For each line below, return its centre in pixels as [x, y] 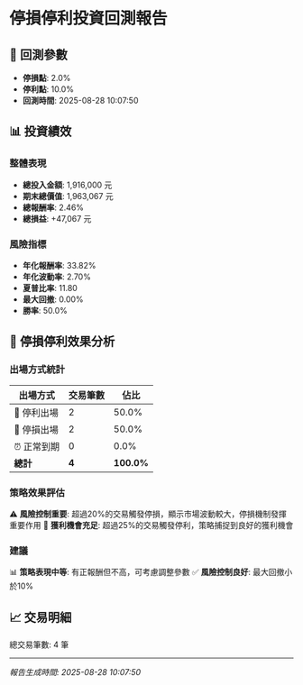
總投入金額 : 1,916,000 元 [67, 185]
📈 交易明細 [41, 617]
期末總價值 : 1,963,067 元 [68, 196]
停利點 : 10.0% [48, 89]
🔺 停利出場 [36, 413]
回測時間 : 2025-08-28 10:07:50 [80, 100]
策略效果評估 [37, 492]
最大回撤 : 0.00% [53, 299]
